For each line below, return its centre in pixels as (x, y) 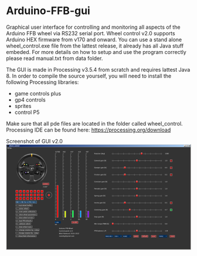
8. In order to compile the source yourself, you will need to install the (89, 76)
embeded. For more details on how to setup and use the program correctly (96, 52)
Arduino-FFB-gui (48, 11)
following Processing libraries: (43, 82)
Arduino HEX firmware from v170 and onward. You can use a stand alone (94, 39)
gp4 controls (30, 100)
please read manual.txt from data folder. (55, 58)
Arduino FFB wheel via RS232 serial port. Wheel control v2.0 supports (91, 33)
